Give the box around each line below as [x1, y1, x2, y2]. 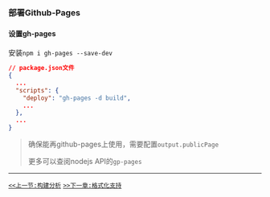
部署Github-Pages [8, 6, 80, 18]
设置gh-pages [8, 28, 56, 38]
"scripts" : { [15, 86, 59, 94]
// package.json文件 [8, 64, 75, 72]
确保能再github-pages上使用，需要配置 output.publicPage [27, 139, 219, 149]
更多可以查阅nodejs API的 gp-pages [27, 157, 142, 166]
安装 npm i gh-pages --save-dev [8, 48, 112, 58]
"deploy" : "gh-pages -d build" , [22, 94, 131, 102]
